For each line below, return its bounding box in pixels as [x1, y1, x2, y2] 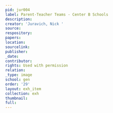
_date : [5, 53, 19, 59]
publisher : [5, 49, 28, 54]
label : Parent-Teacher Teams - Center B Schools [5, 12, 108, 17]
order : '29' [5, 81, 30, 86]
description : [5, 16, 32, 21]
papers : [5, 35, 21, 40]
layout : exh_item [5, 86, 41, 91]
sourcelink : [5, 44, 30, 49]
